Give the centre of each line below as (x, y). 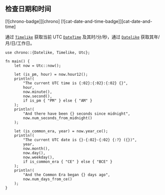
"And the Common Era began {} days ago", (67, 175)
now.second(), (38, 96)
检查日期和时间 (28, 9)
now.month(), (37, 149)
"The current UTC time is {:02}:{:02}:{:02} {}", (76, 83)
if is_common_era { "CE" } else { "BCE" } (68, 162)
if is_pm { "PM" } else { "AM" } (58, 100)
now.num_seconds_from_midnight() (58, 118)
